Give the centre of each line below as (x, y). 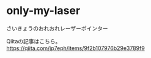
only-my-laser (43, 11)
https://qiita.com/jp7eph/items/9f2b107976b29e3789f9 (75, 48)
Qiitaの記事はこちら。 (34, 41)
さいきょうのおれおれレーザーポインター (57, 28)
